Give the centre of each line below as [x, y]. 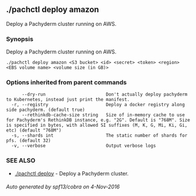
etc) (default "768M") [34, 131]
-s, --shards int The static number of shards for [99, 136]
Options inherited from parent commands [67, 83]
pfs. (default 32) [28, 141]
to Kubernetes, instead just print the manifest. [68, 100]
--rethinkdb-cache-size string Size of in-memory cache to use [103, 115]
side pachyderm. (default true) [45, 110]
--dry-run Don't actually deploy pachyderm [104, 94]
